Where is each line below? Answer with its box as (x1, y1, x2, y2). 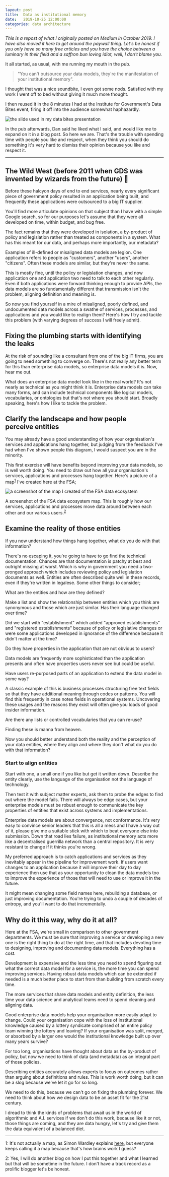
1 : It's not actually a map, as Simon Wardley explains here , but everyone (5, 1140, 154, 1146)
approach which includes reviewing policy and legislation (24, 569, 142, 575)
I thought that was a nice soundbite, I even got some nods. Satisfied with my (5, 86, 163, 92)
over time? (5, 610, 27, 616)
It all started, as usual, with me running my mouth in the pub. (5, 61, 131, 67)
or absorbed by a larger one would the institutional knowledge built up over (5, 1033, 161, 1039)
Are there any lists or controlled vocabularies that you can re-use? (5, 716, 142, 723)
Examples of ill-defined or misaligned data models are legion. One (5, 249, 142, 255)
